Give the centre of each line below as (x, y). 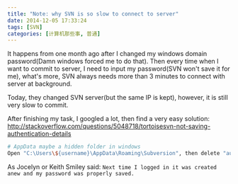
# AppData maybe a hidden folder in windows (74, 147)
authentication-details (39, 134)
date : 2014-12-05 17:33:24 (47, 21)
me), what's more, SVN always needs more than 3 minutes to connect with (116, 76)
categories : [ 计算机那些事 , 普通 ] (54, 34)
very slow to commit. (38, 105)
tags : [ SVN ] (25, 27)
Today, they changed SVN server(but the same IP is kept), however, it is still (118, 98)
